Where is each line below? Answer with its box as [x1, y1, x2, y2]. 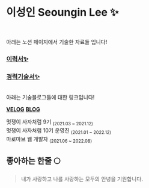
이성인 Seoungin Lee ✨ [6, 5, 119, 19]
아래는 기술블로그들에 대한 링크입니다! [6, 94, 95, 101]
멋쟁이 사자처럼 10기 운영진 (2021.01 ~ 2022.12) [6, 127, 112, 136]
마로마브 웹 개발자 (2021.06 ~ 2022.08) [6, 135, 92, 144]
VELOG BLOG [6, 106, 40, 113]
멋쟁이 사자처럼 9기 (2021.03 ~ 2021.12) [6, 118, 93, 127]
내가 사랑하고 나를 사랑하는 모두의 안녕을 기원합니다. [20, 175, 143, 183]
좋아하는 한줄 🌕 [6, 155, 61, 166]
